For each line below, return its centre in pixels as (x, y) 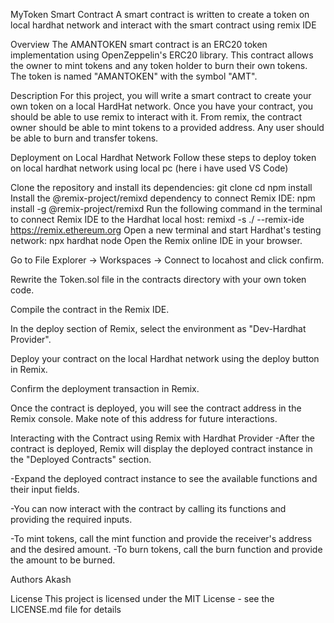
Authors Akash (41, 579)
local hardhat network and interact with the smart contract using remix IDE (163, 25)
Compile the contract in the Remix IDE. (90, 309)
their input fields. (45, 489)
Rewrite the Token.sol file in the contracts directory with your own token (158, 279)
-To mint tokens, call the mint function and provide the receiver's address (161, 538)
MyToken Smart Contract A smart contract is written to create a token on (160, 14)
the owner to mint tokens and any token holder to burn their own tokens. (159, 65)
